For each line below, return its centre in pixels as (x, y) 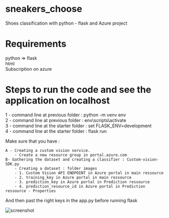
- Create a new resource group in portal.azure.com (71, 155)
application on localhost (58, 101)
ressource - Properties (31, 191)
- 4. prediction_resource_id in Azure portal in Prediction (80, 186)
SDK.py (12, 164)
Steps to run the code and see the (78, 90)
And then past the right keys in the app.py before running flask (71, 200)
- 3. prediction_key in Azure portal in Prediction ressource (82, 182)
